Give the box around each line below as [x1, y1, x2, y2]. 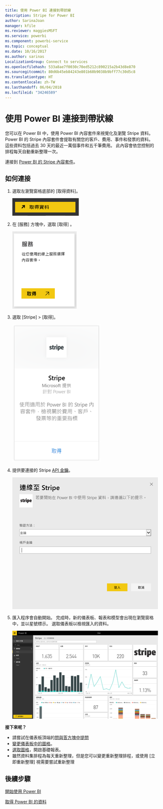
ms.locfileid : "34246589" [5, 90, 57, 95]
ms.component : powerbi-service [5, 39, 68, 44]
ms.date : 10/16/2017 [5, 49, 47, 54]
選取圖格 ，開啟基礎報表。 [12, 747, 64, 753]
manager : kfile [5, 23, 36, 28]
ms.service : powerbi [5, 34, 47, 38]
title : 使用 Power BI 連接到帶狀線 [5, 8, 71, 13]
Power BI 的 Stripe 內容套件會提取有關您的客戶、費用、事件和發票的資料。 [5, 136, 153, 142]
